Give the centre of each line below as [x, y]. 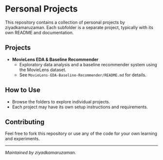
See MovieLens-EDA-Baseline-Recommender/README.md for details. [83, 75]
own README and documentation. [39, 32]
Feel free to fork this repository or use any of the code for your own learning [81, 133]
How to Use [23, 90]
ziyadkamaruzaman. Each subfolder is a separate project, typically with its [79, 27]
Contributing [25, 122]
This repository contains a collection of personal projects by [65, 22]
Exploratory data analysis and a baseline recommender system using [88, 64]
